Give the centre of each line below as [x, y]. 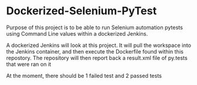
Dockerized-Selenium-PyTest [81, 11]
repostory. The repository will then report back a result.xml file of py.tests [97, 58]
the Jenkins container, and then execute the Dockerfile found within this [95, 51]
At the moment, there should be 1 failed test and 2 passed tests [84, 75]
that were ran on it [29, 64]
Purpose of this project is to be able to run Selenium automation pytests [95, 27]
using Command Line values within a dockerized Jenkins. [77, 33]
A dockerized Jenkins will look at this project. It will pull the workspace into [99, 45]
